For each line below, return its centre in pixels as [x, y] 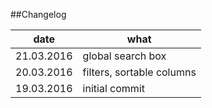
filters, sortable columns [139, 72]
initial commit [113, 88]
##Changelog [38, 14]
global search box [124, 56]
